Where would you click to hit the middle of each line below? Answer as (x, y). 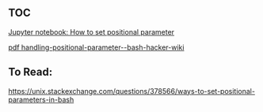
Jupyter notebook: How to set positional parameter (91, 32)
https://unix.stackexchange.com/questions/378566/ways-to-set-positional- (132, 91)
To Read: (30, 72)
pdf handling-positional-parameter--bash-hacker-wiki (96, 47)
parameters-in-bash (41, 99)
